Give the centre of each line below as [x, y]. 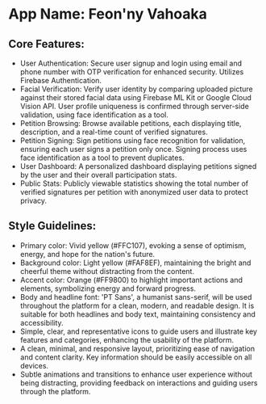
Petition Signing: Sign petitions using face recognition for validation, [133, 141]
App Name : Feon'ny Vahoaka [108, 14]
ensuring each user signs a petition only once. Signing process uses [133, 149]
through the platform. [55, 391]
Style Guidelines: [52, 226]
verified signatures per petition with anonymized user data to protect [134, 192]
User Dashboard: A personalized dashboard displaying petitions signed [138, 166]
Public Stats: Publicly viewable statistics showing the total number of [134, 183]
